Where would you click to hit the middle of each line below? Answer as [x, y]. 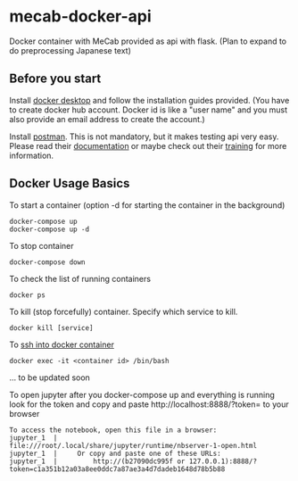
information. [32, 155]
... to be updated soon [50, 377]
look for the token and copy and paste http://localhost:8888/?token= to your [149, 404]
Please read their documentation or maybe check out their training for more [148, 145]
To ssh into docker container [62, 344]
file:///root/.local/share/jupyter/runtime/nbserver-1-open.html [133, 445]
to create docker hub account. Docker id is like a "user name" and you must [149, 110]
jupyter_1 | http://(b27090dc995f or [97, 461]
